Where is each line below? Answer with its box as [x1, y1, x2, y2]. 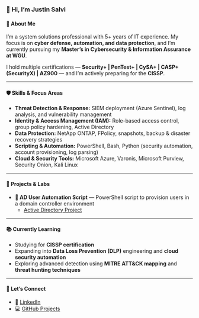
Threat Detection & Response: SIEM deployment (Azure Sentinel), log [14, 105, 186, 112]
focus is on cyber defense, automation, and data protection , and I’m [6, 40, 176, 47]
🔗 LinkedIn [14, 298, 41, 306]
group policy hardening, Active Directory [14, 124, 114, 131]
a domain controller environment [14, 200, 95, 207]
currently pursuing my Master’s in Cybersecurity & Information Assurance [6, 46, 191, 53]
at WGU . [6, 52, 27, 59]
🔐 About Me [6, 20, 36, 27]
